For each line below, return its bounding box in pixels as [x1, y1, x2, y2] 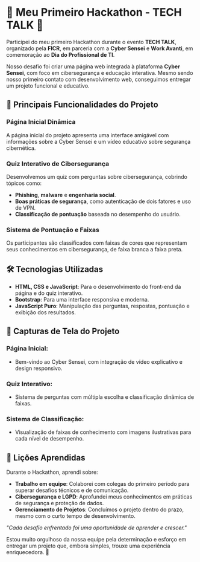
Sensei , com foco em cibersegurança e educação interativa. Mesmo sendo [6, 69, 193, 76]
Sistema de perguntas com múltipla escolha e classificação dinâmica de [14, 393, 195, 401]
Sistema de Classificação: [6, 415, 84, 423]
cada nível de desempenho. [14, 435, 84, 442]
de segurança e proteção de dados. [14, 500, 104, 507]
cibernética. [6, 144, 36, 152]
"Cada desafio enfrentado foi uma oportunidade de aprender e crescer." [6, 524, 187, 531]
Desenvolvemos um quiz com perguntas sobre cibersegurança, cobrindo [6, 173, 188, 180]
